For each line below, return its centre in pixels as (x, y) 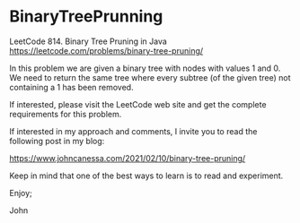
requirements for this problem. (66, 114)
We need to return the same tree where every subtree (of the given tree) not (150, 77)
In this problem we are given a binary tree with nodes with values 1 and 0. (145, 68)
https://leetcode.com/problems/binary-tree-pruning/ (106, 50)
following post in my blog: (57, 141)
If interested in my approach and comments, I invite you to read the (133, 131)
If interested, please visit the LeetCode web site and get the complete (138, 104)
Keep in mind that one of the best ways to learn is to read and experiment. (146, 176)
